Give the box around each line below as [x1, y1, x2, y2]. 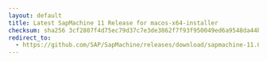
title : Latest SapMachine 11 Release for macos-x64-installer [8, 19, 219, 27]
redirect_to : [8, 33, 52, 42]
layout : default [8, 11, 62, 20]
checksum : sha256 [8, 26, 66, 34]
